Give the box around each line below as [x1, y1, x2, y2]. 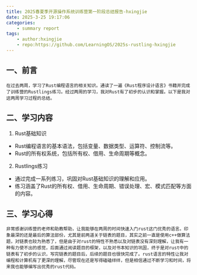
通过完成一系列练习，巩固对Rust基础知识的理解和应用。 [14, 175, 151, 182]
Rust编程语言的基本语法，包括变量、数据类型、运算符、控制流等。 [14, 142, 176, 149]
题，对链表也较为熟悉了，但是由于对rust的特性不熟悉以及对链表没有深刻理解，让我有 [6, 239, 185, 245]
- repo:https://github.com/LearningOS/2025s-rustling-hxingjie [17, 42, 176, 48]
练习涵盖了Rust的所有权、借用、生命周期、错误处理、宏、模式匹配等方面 [14, 182, 192, 189]
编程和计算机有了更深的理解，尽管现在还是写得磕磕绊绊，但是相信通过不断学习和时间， [6, 258, 187, 264]
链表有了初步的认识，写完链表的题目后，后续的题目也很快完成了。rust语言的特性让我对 [6, 251, 189, 257]
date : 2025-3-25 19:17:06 [6, 14, 70, 20]
